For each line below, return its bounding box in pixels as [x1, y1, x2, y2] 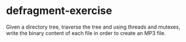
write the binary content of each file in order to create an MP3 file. [6, 29, 166, 36]
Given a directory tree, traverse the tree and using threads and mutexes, [6, 23, 181, 30]
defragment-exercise [6, 4, 113, 17]
